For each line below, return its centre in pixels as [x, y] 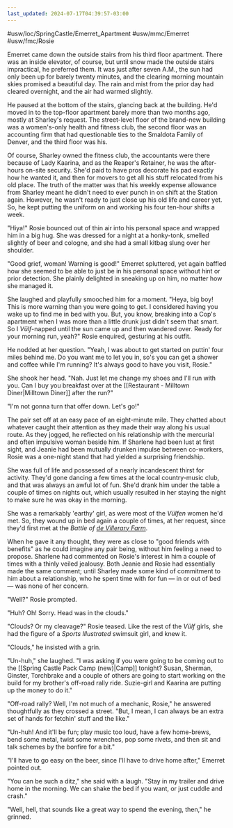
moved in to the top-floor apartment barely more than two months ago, [109, 112]
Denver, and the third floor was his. [57, 142]
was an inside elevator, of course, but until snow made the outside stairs [111, 62]
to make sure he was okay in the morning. [67, 500]
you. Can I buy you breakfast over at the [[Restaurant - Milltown [98, 385]
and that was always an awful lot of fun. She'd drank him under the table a [114, 485]
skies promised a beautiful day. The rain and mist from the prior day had [111, 83]
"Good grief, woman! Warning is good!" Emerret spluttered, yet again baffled [117, 263]
